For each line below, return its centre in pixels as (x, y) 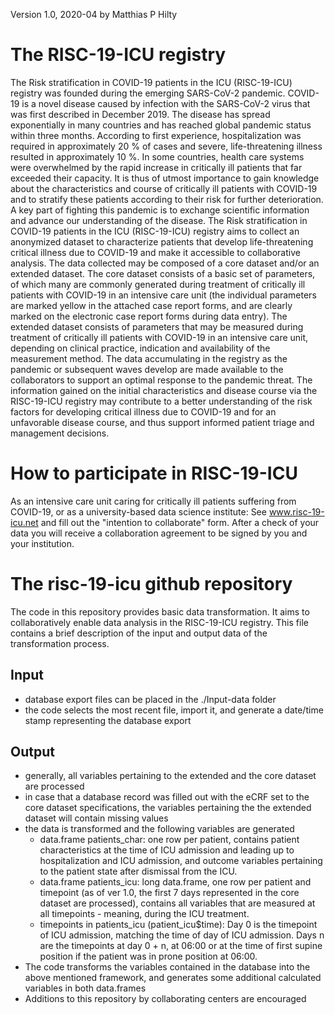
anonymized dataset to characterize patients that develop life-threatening (162, 241)
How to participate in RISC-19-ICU (154, 473)
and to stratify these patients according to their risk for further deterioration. (167, 199)
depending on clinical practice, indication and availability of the (140, 348)
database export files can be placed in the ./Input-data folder (150, 699)
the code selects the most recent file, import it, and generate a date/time (174, 710)
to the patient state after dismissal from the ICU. (138, 871)
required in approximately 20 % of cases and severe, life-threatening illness (166, 146)
